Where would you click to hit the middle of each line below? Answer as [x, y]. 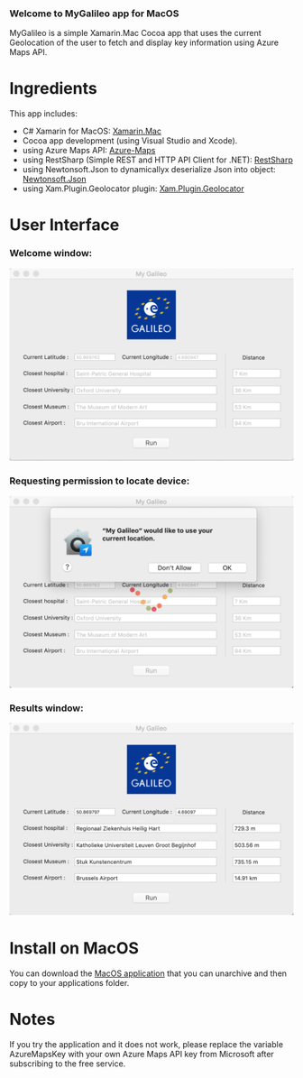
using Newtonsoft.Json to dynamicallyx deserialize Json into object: [149, 170]
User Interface [64, 225]
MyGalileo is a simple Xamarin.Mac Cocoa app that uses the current [135, 33]
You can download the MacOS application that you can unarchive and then [148, 973]
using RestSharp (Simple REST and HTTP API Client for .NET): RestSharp [157, 160]
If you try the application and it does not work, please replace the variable [147, 1044]
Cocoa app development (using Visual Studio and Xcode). [130, 141]
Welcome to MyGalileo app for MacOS [94, 14]
